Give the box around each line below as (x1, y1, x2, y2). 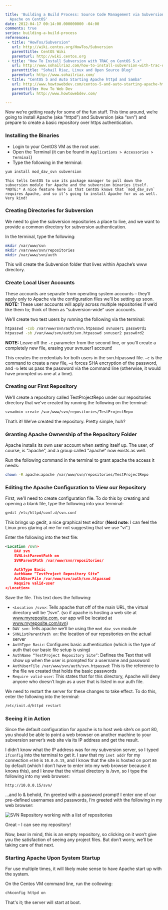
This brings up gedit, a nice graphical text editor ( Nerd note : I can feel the (5, 519, 157, 525)
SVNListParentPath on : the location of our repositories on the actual (12, 631, 151, 637)
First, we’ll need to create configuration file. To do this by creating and (5, 495, 150, 501)
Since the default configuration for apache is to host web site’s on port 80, (5, 727, 158, 733)
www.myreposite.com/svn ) (12, 620, 68, 626)
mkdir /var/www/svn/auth (5, 252, 57, 257)
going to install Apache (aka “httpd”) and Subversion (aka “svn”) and (5, 114, 146, 120)
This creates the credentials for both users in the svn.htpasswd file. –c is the (5, 354, 162, 360)
